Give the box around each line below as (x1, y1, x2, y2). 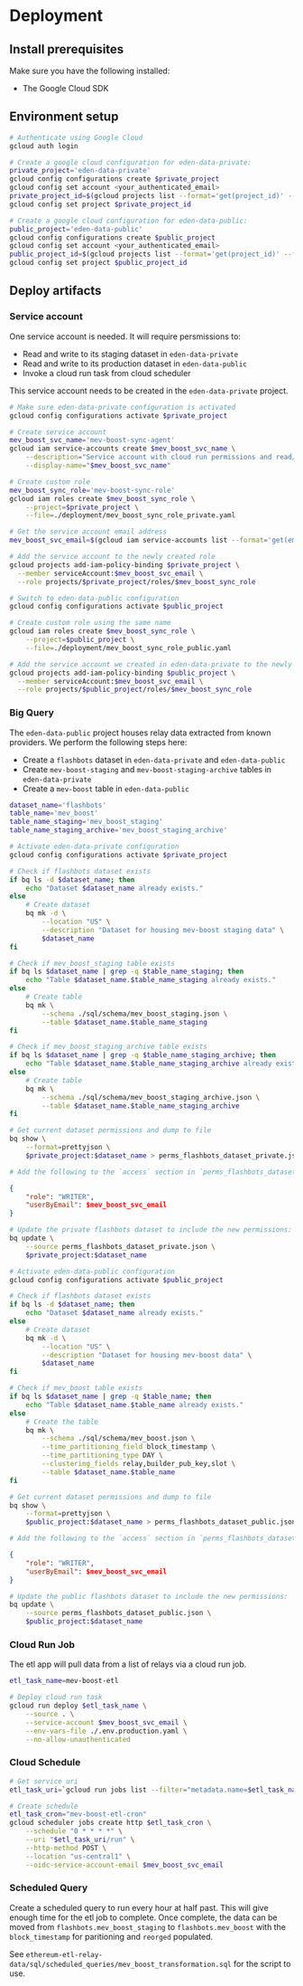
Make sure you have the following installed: (9, 65, 170, 76)
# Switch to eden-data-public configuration (9, 593, 179, 602)
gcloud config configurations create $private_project (9, 175, 220, 184)
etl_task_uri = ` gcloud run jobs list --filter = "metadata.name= (9, 1785, 248, 1794)
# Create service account (9, 427, 106, 437)
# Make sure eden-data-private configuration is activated (9, 402, 236, 411)
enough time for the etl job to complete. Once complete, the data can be (9, 1912, 278, 1923)
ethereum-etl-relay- (25, 1950, 104, 1959)
